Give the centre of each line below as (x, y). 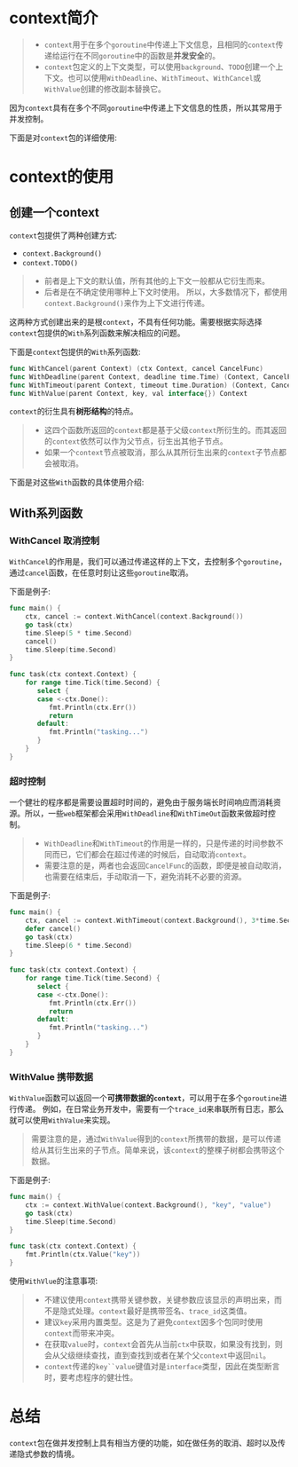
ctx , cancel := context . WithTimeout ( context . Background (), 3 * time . (152, 920)
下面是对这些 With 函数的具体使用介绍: (77, 482)
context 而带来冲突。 (82, 1333)
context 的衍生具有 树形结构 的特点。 (74, 411)
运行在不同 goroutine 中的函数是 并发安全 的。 (140, 55)
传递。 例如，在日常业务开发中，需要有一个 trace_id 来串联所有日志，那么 (150, 1109)
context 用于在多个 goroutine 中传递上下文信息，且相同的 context (160, 44)
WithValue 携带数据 (51, 1077)
